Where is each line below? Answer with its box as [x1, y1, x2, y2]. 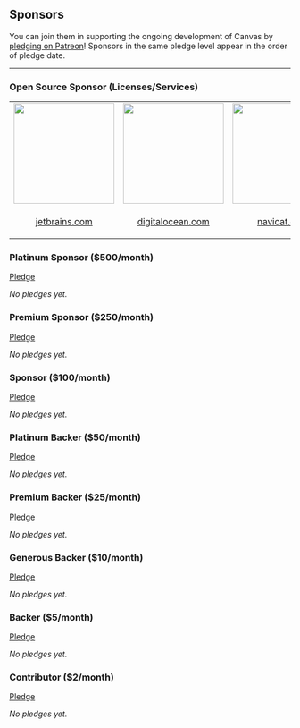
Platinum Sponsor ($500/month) [9, 251, 154, 264]
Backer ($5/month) [9, 611, 94, 623]
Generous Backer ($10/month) [9, 551, 144, 563]
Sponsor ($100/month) [9, 371, 111, 384]
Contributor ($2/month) [9, 671, 114, 683]
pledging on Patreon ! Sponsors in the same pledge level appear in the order [9, 40, 288, 51]
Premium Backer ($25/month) [9, 491, 141, 504]
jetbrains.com [35, 216, 94, 228]
